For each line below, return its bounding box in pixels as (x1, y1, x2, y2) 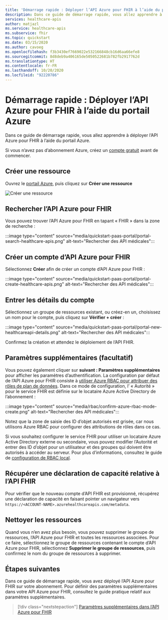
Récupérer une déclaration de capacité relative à (5, 470, 160, 478)
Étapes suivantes (5, 565, 60, 573)
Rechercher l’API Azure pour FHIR (5, 205, 111, 213)
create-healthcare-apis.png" (5, 281, 64, 287)
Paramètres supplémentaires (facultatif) (5, 354, 133, 362)
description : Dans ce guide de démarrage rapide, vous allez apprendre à (5, 12, 162, 17)
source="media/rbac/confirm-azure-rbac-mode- (55, 403, 157, 409)
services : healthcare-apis (5, 17, 61, 22)
